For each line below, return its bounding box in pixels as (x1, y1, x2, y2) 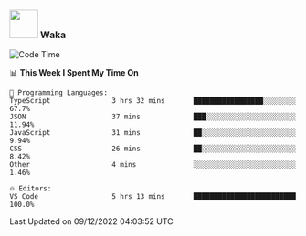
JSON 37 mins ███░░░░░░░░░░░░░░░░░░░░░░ (9, 112, 297, 122)
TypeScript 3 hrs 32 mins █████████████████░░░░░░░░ (9, 97, 297, 106)
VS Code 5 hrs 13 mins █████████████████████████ (9, 192, 297, 201)
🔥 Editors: (9, 184, 52, 193)
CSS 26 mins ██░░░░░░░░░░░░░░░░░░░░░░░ (9, 144, 297, 154)
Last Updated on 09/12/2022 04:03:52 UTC (9, 216, 174, 227)
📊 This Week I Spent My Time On (9, 67, 139, 78)
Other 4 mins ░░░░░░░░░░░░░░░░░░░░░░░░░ (9, 160, 297, 169)
